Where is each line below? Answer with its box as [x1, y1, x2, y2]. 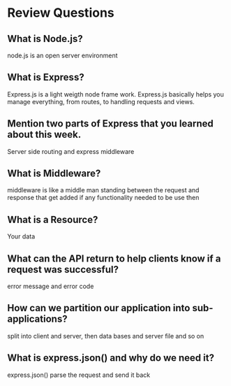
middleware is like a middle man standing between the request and [7, 186, 200, 194]
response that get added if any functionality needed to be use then [7, 194, 200, 202]
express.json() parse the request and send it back [7, 371, 151, 379]
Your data [7, 232, 36, 241]
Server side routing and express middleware [7, 147, 135, 155]
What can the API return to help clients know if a [7, 252, 221, 264]
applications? [7, 313, 68, 325]
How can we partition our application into [7, 302, 191, 314]
